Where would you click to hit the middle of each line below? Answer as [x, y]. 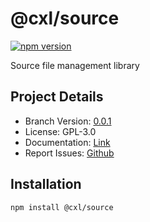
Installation [46, 184]
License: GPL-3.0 [60, 131]
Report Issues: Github [69, 153]
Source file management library [75, 65]
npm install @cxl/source [62, 207]
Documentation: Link [67, 142]
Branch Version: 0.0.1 [68, 121]
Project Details [57, 97]
